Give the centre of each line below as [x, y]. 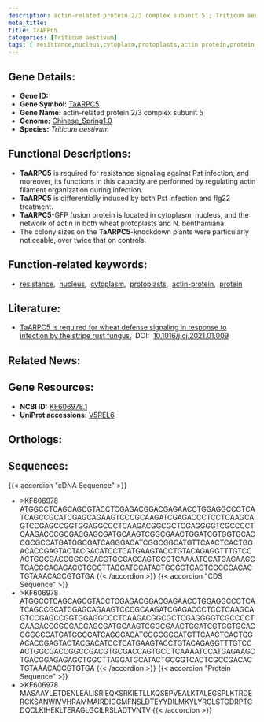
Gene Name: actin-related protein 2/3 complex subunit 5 [112, 112]
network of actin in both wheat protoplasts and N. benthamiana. [123, 223]
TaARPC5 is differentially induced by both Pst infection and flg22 [125, 198]
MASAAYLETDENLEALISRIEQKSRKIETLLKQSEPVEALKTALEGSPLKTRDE [136, 693]
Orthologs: [35, 439]
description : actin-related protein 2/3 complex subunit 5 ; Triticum [126, 15]
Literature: [35, 308]
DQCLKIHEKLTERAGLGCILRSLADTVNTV [85, 709]
